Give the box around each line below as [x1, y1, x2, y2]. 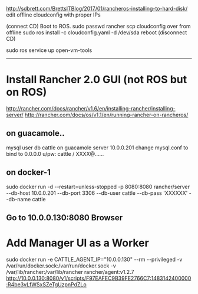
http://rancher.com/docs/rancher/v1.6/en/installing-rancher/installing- [6, 104, 176, 112]
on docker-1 [6, 168, 51, 178]
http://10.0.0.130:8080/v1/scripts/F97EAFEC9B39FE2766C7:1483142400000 [6, 275, 192, 282]
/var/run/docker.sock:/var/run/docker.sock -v [6, 262, 116, 269]
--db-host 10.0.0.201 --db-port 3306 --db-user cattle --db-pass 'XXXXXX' [6, 189, 188, 197]
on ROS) [6, 86, 47, 99]
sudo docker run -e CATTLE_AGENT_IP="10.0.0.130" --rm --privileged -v [6, 256, 183, 263]
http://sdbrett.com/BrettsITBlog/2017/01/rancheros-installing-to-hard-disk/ [6, 5, 188, 12]
